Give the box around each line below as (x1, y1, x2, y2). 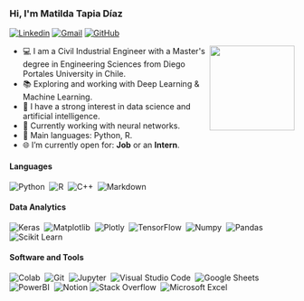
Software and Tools (9, 252, 84, 263)
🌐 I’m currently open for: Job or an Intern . (22, 139, 180, 151)
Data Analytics (9, 202, 66, 212)
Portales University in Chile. (22, 69, 127, 80)
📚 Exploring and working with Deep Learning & (22, 79, 200, 89)
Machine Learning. (22, 91, 93, 102)
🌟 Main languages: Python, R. (22, 130, 133, 141)
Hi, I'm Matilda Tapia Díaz (9, 7, 124, 20)
